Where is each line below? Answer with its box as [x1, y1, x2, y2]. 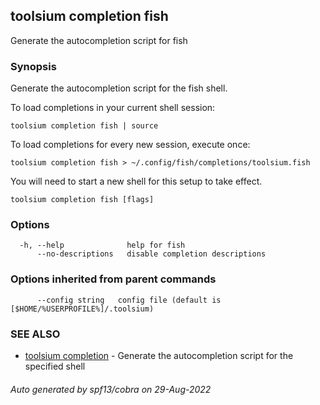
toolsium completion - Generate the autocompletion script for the [24, 350, 294, 361]
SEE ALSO [10, 327, 61, 341]
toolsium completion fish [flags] [10, 195, 155, 205]
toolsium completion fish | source [10, 121, 159, 131]
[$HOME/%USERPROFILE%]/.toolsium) [10, 304, 155, 314]
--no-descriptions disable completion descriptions [36, 249, 267, 259]
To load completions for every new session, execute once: [10, 139, 251, 151]
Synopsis [10, 59, 57, 73]
